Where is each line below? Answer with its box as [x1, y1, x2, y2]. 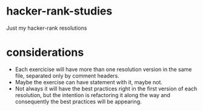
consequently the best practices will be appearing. [15, 98, 142, 105]
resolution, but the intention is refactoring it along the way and [15, 91, 171, 98]
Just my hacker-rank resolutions [6, 24, 87, 32]
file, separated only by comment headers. [15, 72, 120, 79]
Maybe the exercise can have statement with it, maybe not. [15, 78, 162, 86]
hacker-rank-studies [6, 4, 113, 18]
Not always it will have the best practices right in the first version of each [15, 85, 198, 92]
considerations [6, 45, 84, 59]
